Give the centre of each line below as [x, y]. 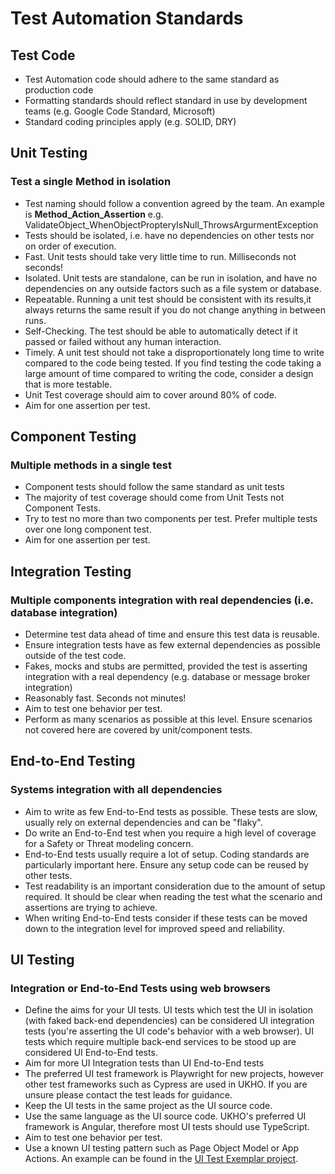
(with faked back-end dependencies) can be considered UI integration [169, 1021]
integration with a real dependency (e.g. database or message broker [167, 677]
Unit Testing [49, 153]
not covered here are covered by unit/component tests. [138, 730]
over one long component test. [88, 529]
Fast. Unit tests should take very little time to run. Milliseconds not [160, 256]
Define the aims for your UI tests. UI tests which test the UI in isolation [169, 1010]
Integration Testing [71, 571]
